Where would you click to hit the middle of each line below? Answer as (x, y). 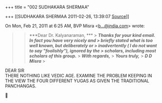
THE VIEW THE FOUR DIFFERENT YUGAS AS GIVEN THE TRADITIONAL (77, 81)
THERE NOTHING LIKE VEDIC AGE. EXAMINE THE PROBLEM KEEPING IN (79, 76)
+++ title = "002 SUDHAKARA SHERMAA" (47, 7)
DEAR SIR (15, 70)
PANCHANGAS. (21, 86)
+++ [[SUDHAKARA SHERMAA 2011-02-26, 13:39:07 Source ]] (67, 16)
